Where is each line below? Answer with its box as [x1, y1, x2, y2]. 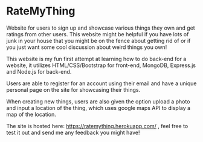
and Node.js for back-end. [6, 68, 72, 75]
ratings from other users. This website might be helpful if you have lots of [6, 30, 189, 37]
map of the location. [6, 111, 56, 118]
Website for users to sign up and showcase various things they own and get [6, 24, 195, 31]
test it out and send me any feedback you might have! [6, 129, 140, 136]
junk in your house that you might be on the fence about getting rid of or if [6, 37, 191, 44]
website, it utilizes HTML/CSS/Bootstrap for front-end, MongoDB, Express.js [6, 62, 196, 69]
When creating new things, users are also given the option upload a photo [6, 98, 190, 105]
